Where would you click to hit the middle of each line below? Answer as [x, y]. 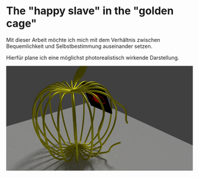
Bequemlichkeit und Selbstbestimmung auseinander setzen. [79, 46]
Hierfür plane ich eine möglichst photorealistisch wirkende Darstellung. [93, 57]
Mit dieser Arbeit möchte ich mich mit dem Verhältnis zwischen [83, 40]
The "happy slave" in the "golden [90, 11]
